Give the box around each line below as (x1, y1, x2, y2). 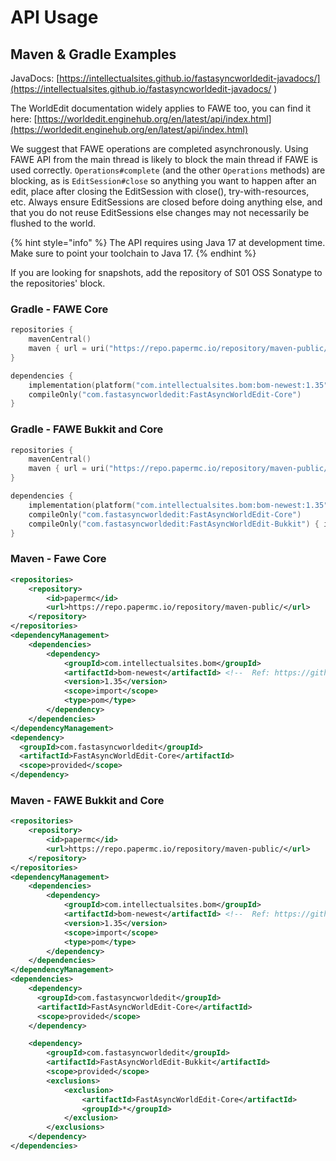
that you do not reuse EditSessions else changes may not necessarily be (10, 207, 310, 218)
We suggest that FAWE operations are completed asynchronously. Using (10, 143, 309, 155)
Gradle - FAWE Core (10, 302, 109, 316)
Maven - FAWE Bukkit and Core (10, 793, 165, 807)
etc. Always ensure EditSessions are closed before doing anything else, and (10, 196, 323, 208)
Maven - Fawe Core (10, 552, 107, 566)
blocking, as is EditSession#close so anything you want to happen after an (10, 175, 317, 186)
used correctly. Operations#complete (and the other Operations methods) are (10, 164, 326, 176)
